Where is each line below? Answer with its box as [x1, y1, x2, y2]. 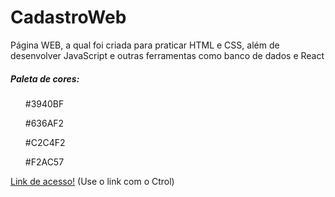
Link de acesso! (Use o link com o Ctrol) [10, 175, 175, 187]
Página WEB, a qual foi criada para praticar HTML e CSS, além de [10, 39, 280, 51]
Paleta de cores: [10, 72, 80, 85]
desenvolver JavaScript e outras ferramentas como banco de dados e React [10, 49, 325, 61]
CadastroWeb [10, 6, 127, 29]
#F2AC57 [24, 156, 65, 168]
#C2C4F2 [24, 136, 66, 148]
